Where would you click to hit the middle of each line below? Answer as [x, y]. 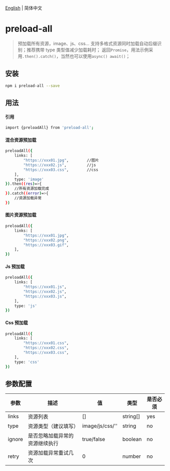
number [132, 456]
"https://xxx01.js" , [45, 287]
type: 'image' [29, 179]
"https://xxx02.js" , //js [60, 165]
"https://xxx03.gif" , [46, 245]
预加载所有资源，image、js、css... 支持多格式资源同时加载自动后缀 [87, 43]
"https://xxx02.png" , [46, 240]
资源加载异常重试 [48, 453]
